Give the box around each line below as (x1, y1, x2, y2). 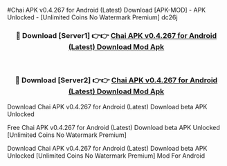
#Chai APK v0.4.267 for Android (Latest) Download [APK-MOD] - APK (7, 6, 206, 14)
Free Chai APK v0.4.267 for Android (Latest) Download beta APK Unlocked (7, 123, 220, 131)
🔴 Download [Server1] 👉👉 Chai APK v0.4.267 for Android (15, 30, 217, 40)
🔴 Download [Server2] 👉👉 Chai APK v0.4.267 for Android (15, 75, 218, 85)
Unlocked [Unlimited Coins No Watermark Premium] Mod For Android (7, 151, 206, 160)
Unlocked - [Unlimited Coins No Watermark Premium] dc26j (7, 13, 178, 21)
